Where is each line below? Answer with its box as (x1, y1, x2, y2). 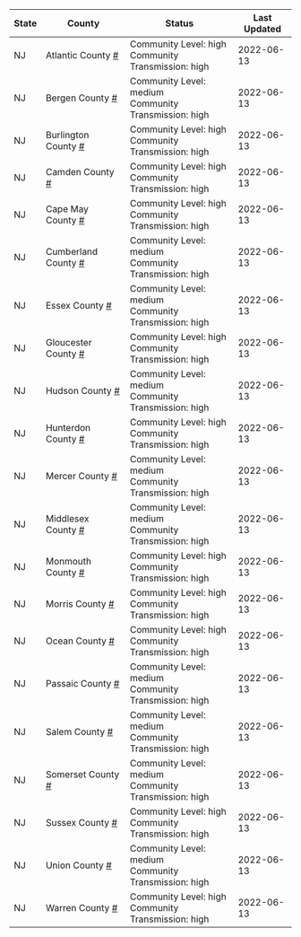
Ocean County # (45, 635, 115, 647)
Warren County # (45, 902, 118, 914)
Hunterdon (45, 422, 91, 433)
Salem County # (45, 726, 114, 738)
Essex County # (45, 300, 112, 311)
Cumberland (45, 246, 99, 258)
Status (165, 17, 194, 30)
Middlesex (45, 512, 90, 524)
